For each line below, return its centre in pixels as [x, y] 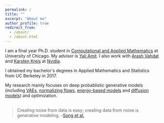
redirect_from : [20, 28]
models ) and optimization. [31, 95]
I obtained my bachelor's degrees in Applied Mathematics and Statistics [77, 70]
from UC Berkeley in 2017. [31, 76]
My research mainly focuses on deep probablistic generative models [74, 85]
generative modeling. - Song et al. [51, 115]
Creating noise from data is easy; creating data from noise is [78, 110]
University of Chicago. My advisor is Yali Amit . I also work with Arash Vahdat [82, 56]
